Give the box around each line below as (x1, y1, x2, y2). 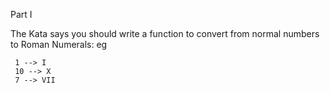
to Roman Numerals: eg (10, 39, 108, 50)
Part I (10, 9, 33, 20)
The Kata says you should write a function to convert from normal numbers (10, 28, 320, 39)
